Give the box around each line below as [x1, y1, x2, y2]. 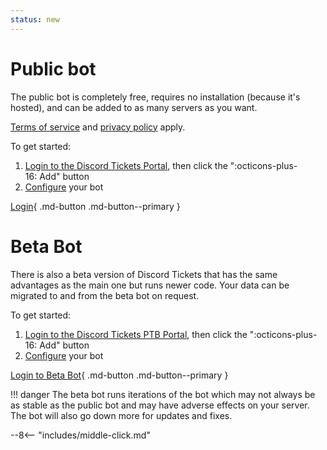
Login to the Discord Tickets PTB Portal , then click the [24, 328, 248, 340]
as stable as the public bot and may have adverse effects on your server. [10, 399, 310, 411]
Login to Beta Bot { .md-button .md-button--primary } [10, 369, 229, 381]
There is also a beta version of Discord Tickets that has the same [10, 268, 278, 280]
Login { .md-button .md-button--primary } [10, 200, 181, 212]
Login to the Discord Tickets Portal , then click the [24, 159, 228, 171]
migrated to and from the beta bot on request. [10, 289, 200, 301]
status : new [10, 14, 60, 25]
